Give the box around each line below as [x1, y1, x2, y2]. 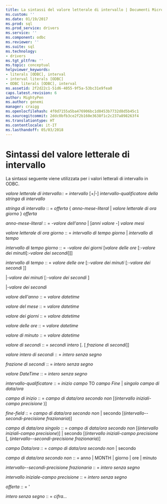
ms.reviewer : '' [5, 40, 39, 45]
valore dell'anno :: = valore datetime [5, 294, 80, 300]
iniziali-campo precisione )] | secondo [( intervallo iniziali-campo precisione [5, 431, 158, 436]
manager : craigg [5, 104, 39, 109]
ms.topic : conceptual [5, 63, 51, 68]
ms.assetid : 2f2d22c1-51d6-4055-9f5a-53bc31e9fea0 [5, 85, 112, 91]
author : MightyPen [5, 95, 44, 100]
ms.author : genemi [5, 100, 44, 105]
